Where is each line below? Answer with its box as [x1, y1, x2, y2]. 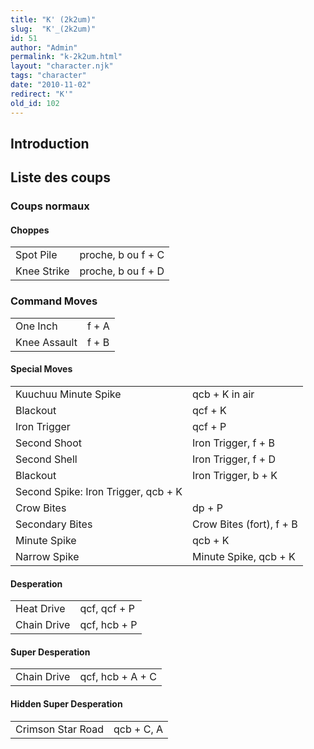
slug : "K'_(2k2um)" [10, 24, 97, 34]
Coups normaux [10, 199, 90, 213]
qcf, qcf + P [79, 602, 135, 616]
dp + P [192, 501, 223, 515]
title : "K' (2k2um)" [10, 14, 97, 25]
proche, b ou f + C [79, 248, 165, 262]
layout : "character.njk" [10, 61, 114, 71]
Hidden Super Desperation [10, 697, 123, 710]
